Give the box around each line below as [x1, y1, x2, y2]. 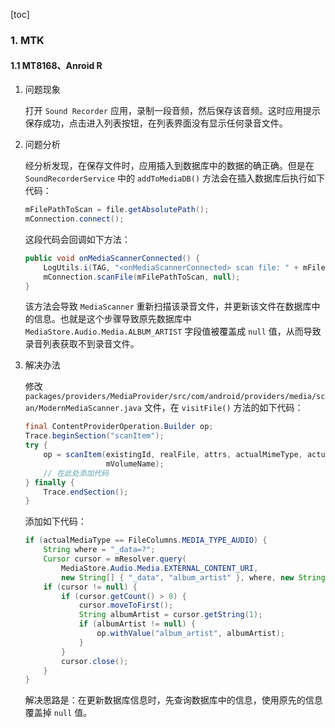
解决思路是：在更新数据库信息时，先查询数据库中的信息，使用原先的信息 [24, 694, 323, 706]
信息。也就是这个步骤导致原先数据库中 [33, 313, 192, 325]
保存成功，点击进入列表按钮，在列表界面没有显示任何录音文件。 [24, 117, 288, 129]
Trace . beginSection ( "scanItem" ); [24, 431, 165, 441]
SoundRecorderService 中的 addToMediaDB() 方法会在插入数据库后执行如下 [24, 172, 326, 184]
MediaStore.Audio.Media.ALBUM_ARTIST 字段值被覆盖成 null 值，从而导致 [24, 325, 322, 338]
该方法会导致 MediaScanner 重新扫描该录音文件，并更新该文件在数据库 [24, 300, 312, 313]
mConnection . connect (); [24, 214, 125, 224]
